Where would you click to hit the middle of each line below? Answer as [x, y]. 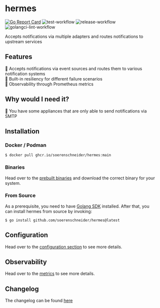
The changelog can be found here [39, 301]
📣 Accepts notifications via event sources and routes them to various [74, 68]
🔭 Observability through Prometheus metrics [49, 84]
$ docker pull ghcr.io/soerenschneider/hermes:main [58, 155]
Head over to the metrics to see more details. [50, 274]
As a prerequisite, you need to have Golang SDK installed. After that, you [77, 206]
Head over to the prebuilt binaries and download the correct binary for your [80, 178]
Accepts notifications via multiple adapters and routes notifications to [74, 36]
